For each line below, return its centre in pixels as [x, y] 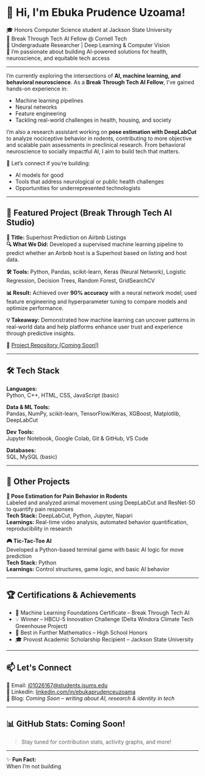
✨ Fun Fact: [21, 759]
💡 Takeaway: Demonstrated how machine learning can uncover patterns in [101, 320]
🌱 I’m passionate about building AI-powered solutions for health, [87, 51]
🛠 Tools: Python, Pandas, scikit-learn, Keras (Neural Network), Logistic [96, 272]
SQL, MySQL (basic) [32, 456]
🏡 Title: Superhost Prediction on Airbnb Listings [66, 237]
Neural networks [36, 107]
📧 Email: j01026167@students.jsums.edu [57, 685]
